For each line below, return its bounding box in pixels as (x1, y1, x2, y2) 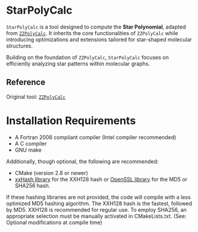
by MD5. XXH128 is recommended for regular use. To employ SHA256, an (6, 206, 187, 213)
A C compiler (14, 140, 47, 147)
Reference (6, 77, 46, 87)
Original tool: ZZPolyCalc (6, 93, 66, 100)
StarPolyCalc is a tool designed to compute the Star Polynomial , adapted (6, 23, 186, 30)
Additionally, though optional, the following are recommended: (6, 158, 159, 165)
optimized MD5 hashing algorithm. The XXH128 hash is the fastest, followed (6, 200, 192, 207)
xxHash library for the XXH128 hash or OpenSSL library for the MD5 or (14, 175, 188, 183)
